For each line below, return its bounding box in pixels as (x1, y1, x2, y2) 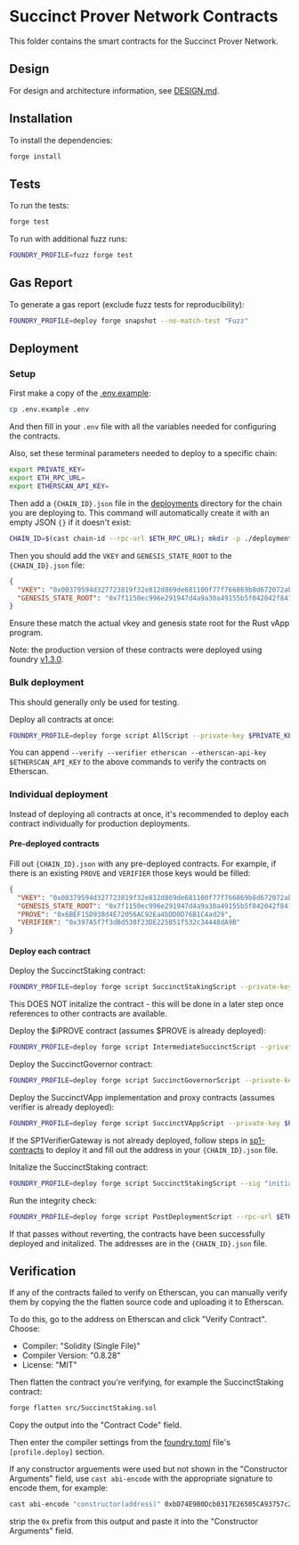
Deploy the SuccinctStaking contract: (9, 965, 146, 977)
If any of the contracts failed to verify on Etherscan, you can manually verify (9, 1287, 287, 1298)
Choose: (9, 1323, 40, 1334)
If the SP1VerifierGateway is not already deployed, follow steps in (9, 1134, 247, 1146)
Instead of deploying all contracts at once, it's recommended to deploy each (9, 808, 289, 819)
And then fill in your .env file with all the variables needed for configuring (9, 421, 277, 432)
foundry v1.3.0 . (9, 654, 64, 665)
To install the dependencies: (9, 135, 113, 145)
